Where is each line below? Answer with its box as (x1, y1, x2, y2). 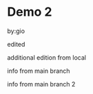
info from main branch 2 (7, 80, 76, 88)
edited (7, 40, 25, 48)
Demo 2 (7, 4, 52, 20)
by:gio (7, 27, 25, 35)
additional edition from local (7, 53, 86, 62)
